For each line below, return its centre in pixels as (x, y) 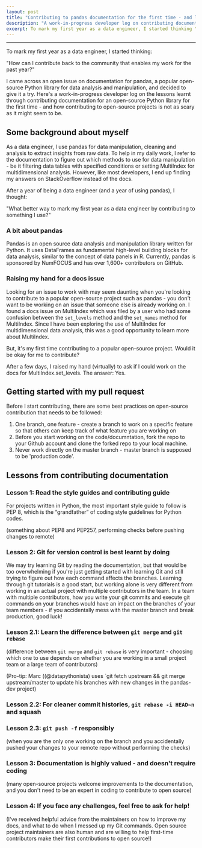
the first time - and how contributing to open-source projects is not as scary (100, 107)
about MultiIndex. (28, 337)
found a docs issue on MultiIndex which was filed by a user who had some (99, 311)
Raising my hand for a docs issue (55, 279)
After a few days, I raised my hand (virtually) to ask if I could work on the (96, 366)
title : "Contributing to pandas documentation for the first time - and (99, 17)
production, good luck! (34, 616)
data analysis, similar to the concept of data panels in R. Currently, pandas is (101, 256)
